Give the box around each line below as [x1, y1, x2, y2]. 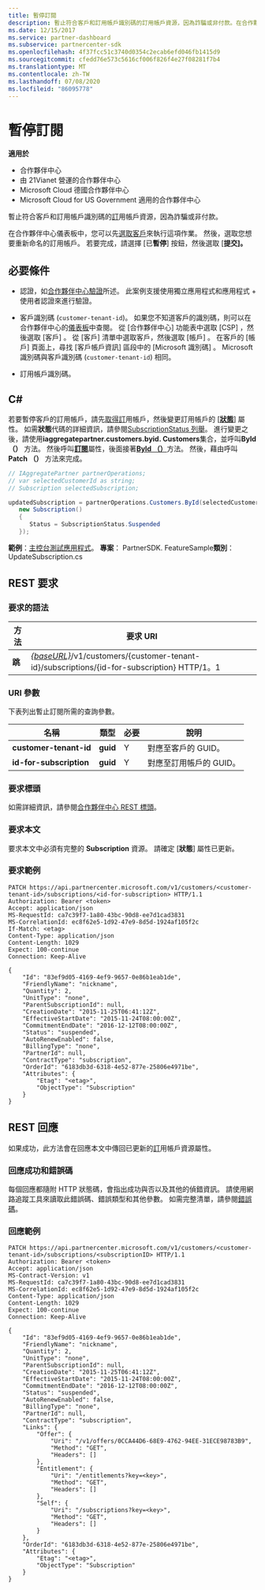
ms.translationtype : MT [8, 63, 87, 71]
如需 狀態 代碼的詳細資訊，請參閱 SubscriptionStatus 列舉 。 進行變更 [23, 424, 242, 434]
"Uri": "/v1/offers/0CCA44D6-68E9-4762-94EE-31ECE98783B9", [50, 1437, 252, 1446]
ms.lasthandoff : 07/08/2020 [8, 77, 101, 85]
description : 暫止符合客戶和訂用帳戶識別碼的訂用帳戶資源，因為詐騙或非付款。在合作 [8, 19, 254, 27]
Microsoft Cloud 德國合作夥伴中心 [19, 185, 130, 195]
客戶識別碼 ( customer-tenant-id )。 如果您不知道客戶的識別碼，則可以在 [19, 313, 252, 323]
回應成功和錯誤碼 [8, 1165, 73, 1176]
